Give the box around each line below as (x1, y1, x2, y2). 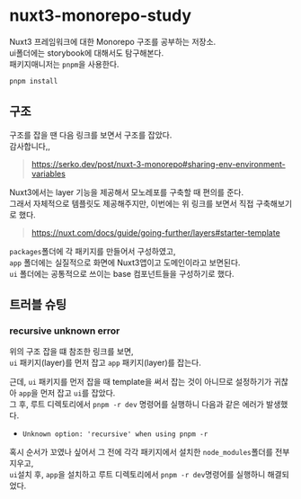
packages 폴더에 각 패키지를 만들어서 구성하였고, (9, 245, 177, 256)
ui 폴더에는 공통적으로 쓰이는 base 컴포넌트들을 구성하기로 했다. (9, 268, 235, 279)
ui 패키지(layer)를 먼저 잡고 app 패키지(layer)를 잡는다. (9, 357, 202, 369)
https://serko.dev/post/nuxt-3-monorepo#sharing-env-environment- (31, 158, 286, 169)
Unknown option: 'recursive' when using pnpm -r (22, 430, 208, 439)
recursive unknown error (9, 325, 120, 337)
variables (31, 168, 66, 179)
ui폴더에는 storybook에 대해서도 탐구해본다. (9, 47, 164, 58)
